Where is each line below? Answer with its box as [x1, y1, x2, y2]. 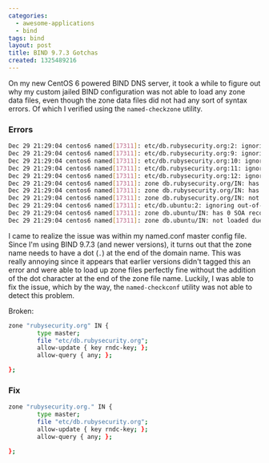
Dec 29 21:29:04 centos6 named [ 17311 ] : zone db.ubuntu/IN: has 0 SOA [8, 209, 246, 217]
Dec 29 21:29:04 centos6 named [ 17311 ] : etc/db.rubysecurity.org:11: [8, 164, 242, 172]
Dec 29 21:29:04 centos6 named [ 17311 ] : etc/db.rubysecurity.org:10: [8, 157, 242, 165]
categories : [8, 11, 48, 20]
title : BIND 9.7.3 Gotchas [8, 49, 98, 57]
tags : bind [8, 34, 45, 42]
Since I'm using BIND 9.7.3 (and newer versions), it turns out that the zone [8, 240, 252, 249]
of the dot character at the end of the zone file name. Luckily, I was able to [8, 273, 254, 283]
